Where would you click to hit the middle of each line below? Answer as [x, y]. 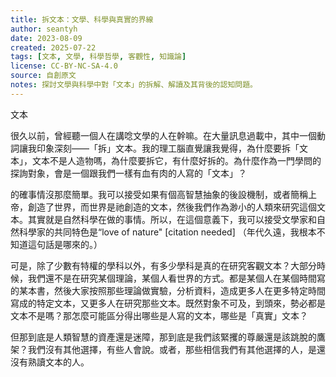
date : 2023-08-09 [46, 38]
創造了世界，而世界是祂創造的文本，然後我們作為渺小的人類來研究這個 [172, 207]
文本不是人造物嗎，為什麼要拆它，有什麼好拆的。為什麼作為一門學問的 [176, 160]
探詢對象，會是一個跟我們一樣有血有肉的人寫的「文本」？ [128, 173]
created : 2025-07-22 [53, 47]
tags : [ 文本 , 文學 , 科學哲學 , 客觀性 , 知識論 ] [98, 57]
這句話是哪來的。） [65, 244]
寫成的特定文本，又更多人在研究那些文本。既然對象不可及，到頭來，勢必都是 [168, 303]
